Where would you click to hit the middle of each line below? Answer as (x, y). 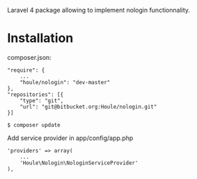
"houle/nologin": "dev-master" (65, 82)
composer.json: (30, 57)
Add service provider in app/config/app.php (70, 138)
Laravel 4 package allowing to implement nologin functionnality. (98, 10)
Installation (40, 38)
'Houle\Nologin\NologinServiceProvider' (79, 163)
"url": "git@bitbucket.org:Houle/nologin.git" (88, 107)
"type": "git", (42, 100)
